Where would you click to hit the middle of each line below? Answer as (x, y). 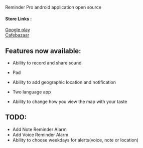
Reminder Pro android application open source (53, 7)
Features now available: (43, 51)
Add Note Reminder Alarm (39, 129)
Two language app (32, 92)
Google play (18, 30)
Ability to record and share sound (47, 63)
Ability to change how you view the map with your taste (70, 101)
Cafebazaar (17, 35)
